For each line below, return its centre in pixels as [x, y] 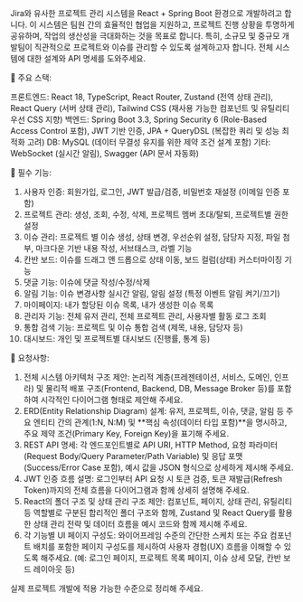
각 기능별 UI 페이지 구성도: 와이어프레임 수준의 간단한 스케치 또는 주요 [145, 535]
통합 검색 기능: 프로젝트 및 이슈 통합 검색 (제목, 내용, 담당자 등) [133, 327]
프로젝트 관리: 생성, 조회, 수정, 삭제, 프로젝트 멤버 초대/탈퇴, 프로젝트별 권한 [156, 214]
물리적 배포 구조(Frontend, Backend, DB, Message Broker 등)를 [160, 388]
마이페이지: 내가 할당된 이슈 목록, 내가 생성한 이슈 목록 [118, 305]
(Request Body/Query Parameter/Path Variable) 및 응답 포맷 [133, 456]
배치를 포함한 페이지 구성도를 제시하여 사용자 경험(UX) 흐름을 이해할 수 [157, 546]
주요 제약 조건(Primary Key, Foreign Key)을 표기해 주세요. [126, 433]
